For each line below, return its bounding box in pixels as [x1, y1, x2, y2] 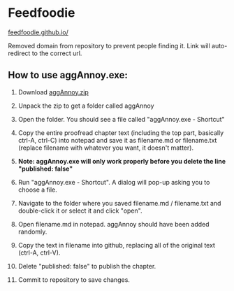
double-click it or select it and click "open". [17, 206, 142, 215]
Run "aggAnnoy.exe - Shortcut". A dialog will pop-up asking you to [17, 178, 210, 186]
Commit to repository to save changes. [17, 275, 130, 284]
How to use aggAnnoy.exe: [8, 69, 129, 81]
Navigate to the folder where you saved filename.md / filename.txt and [17, 199, 221, 207]
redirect [8, 49, 31, 57]
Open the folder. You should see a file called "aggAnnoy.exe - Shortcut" [17, 115, 226, 123]
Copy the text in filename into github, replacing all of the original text [17, 241, 216, 249]
